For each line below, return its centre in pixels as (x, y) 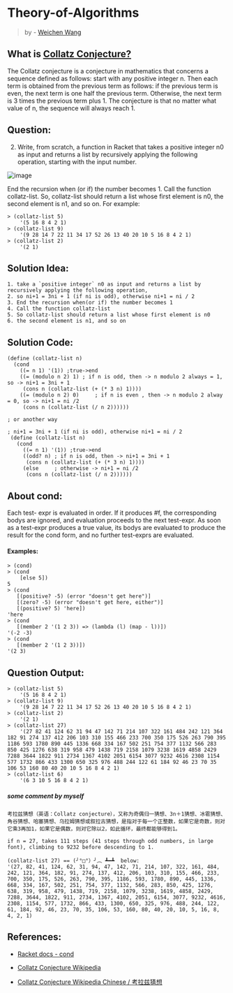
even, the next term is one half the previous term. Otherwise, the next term (114, 93)
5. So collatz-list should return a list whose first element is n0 (109, 315)
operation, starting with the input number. (77, 161)
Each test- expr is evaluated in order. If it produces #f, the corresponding (112, 513)
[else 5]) (34, 578)
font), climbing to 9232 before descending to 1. (81, 847)
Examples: (23, 551)
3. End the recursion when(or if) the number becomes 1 (90, 303)
